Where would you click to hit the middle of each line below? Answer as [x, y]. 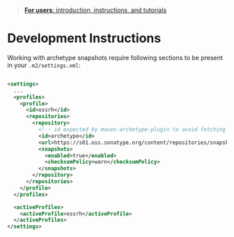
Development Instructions [84, 38]
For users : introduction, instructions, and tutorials [95, 10]
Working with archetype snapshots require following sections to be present [115, 57]
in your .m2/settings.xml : [44, 65]
